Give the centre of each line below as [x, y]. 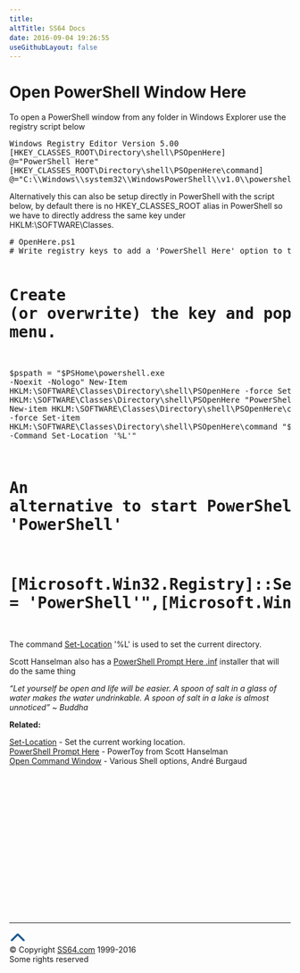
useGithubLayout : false [54, 47]
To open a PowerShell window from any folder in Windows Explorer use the [148, 117]
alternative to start [104, 507]
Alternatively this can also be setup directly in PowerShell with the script [142, 197]
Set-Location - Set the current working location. [97, 742]
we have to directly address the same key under [97, 215]
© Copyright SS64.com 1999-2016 [73, 950]
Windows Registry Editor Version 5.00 [94, 144]
